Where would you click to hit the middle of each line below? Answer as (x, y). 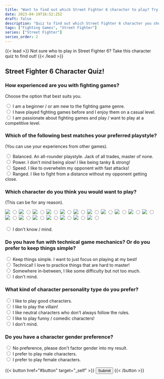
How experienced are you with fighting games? (62, 85)
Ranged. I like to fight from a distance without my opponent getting (80, 174)
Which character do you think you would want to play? (71, 191)
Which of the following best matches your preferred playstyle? (81, 136)
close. (11, 179)
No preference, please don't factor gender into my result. (70, 348)
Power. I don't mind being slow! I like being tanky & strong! (71, 162)
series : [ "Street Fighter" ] (34, 32)
